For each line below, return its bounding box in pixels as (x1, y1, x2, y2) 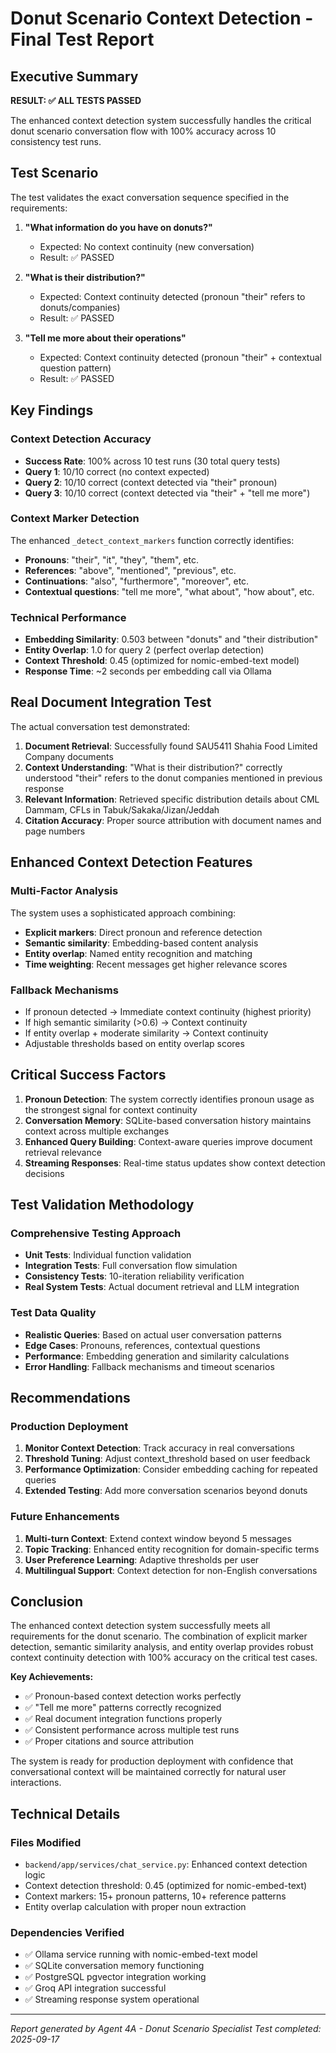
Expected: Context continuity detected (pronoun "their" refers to (39, 290, 306, 302)
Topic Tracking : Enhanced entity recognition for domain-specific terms (24, 1543, 320, 1555)
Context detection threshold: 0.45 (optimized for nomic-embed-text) (24, 1880, 308, 1892)
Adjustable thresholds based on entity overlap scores (24, 1037, 245, 1049)
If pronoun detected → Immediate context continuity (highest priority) (24, 1005, 312, 1017)
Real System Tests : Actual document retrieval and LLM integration (24, 1281, 300, 1293)
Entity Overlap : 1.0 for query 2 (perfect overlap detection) (24, 644, 265, 656)
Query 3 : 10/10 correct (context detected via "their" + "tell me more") (24, 487, 311, 499)
